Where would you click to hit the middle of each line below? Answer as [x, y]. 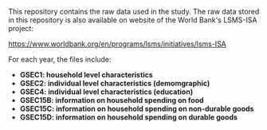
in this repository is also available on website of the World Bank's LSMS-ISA [133, 20]
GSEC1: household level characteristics [86, 75]
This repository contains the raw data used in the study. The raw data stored [134, 12]
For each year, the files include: [60, 59]
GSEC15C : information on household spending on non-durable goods [137, 108]
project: [21, 28]
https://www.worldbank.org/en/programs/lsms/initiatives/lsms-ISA [118, 44]
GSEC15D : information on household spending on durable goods [128, 117]
